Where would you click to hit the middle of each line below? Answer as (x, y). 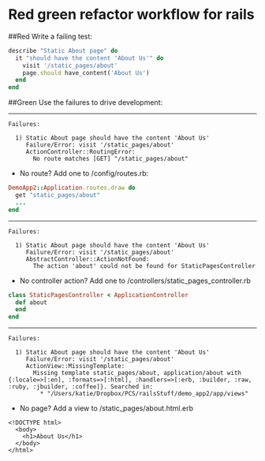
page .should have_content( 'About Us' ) (86, 72)
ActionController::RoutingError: (80, 152)
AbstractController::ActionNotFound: (88, 259)
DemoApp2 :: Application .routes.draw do (72, 188)
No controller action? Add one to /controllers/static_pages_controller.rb (135, 281)
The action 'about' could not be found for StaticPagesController (144, 266)
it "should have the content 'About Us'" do (90, 58)
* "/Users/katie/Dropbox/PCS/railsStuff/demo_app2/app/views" (144, 394)
